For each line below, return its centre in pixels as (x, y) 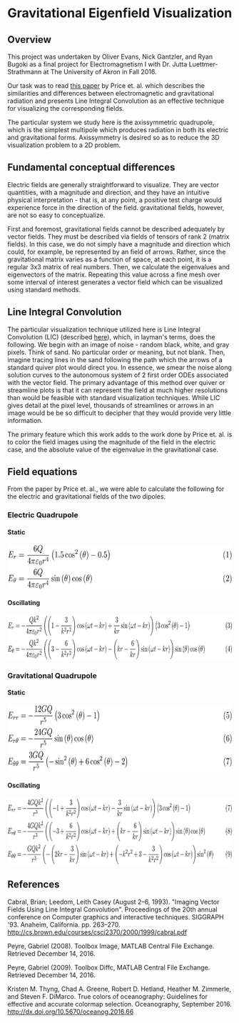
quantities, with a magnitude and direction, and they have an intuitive (108, 192)
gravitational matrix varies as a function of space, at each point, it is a (110, 259)
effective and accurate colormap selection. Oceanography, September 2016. (119, 1004)
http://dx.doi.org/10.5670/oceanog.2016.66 (71, 1012)
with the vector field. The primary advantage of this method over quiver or (117, 382)
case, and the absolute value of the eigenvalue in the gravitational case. (113, 449)
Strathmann (25, 72)
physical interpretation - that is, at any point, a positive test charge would (115, 200)
